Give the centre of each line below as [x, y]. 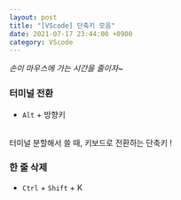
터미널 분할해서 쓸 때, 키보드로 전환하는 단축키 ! [91, 142]
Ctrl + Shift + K [52, 188]
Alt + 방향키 [44, 114]
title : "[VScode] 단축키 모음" [62, 26]
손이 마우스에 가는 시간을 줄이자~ [67, 68]
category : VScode [41, 42]
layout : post [33, 17]
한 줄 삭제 [28, 167]
